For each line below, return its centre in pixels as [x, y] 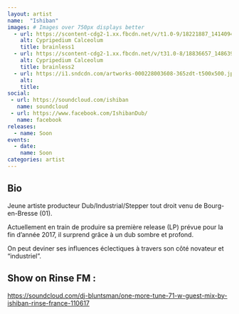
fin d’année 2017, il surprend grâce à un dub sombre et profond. [101, 234]
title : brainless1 [47, 47]
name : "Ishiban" [33, 21]
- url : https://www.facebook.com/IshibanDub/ [79, 113]
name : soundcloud [43, 107]
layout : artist [30, 14]
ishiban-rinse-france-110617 [49, 303]
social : [19, 93]
